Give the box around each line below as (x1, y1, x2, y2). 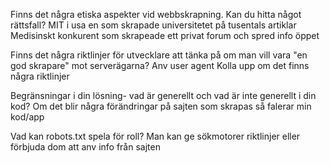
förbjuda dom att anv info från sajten (10, 141, 161, 153)
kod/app (10, 111, 45, 123)
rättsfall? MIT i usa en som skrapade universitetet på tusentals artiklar (10, 19, 297, 31)
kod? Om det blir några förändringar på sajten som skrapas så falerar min (10, 100, 312, 112)
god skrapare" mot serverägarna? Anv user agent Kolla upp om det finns (10, 60, 310, 71)
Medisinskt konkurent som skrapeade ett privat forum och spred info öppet (10, 30, 320, 41)
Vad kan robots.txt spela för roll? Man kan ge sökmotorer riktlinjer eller (10, 130, 301, 142)
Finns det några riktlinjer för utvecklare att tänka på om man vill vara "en (10, 49, 308, 61)
